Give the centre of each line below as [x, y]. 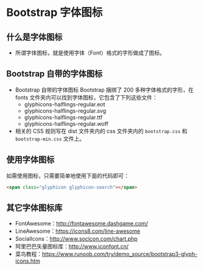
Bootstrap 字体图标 [55, 13]
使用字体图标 [30, 160]
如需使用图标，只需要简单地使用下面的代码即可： [68, 175]
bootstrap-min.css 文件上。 [50, 139]
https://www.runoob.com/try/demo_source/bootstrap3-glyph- [120, 254]
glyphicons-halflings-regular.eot [65, 104]
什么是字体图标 [34, 37]
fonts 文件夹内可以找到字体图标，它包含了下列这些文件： [86, 97]
